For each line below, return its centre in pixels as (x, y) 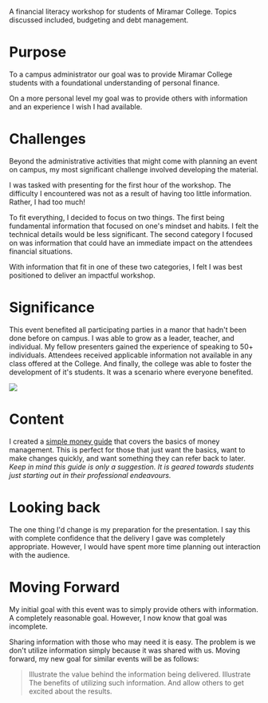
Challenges (47, 139)
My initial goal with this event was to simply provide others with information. (134, 609)
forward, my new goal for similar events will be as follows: (104, 658)
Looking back (55, 507)
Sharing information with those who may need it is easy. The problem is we (132, 642)
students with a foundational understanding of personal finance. (114, 82)
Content (37, 419)
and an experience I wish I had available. (76, 106)
